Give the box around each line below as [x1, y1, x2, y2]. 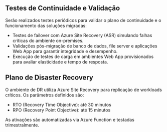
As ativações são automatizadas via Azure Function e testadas [5, 116, 134, 122]
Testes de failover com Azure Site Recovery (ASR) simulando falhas [12, 32, 152, 38]
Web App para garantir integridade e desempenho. [12, 48, 118, 54]
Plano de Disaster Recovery [5, 73, 94, 82]
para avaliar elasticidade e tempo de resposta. [12, 58, 108, 64]
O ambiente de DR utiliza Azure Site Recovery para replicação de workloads [5, 86, 162, 92]
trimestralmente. [5, 122, 39, 128]
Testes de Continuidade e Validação [5, 4, 120, 12]
